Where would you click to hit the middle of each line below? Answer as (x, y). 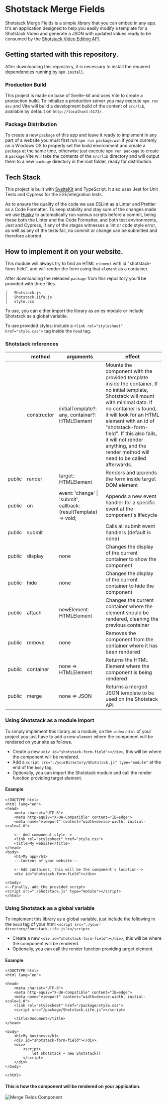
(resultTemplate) (78, 512)
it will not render (124, 440)
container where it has (132, 646)
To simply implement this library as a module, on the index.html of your (78, 731)
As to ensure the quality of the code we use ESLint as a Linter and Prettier (81, 204)
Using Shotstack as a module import (50, 720)
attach (34, 613)
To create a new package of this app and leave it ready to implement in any (81, 135)
